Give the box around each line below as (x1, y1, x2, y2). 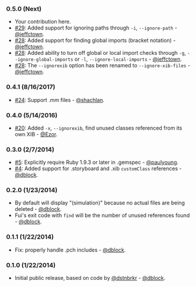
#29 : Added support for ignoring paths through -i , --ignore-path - (14, 24, 178, 31)
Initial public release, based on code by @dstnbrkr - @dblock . (14, 275, 166, 282)
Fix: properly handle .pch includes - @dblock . (14, 246, 126, 253)
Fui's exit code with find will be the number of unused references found (14, 212, 190, 219)
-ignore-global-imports (14, 57, 74, 63)
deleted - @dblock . (14, 206, 62, 213)
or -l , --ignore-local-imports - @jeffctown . (74, 55, 182, 63)
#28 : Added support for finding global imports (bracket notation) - (14, 37, 176, 44)
